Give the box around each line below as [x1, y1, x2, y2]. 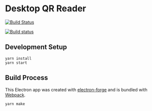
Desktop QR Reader [5, 3, 87, 14]
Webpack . [5, 92, 26, 98]
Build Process [5, 74, 48, 82]
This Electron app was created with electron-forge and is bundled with [5, 86, 148, 92]
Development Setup [5, 43, 67, 52]
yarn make [5, 101, 25, 106]
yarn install [5, 56, 32, 61]
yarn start [5, 60, 27, 65]
